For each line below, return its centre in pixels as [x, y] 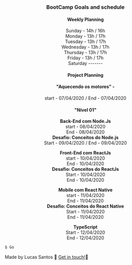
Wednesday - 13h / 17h [85, 47]
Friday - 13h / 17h [85, 58]
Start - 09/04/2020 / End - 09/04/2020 [85, 143]
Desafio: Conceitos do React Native [85, 206]
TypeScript [85, 227]
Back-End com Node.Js [85, 121]
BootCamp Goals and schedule [85, 7]
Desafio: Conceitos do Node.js [85, 138]
